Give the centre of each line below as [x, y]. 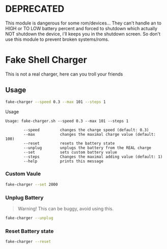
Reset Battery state [30, 231]
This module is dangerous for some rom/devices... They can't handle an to [83, 23]
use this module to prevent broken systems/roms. [57, 39]
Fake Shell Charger [46, 60]
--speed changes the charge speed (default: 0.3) [86, 130]
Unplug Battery [24, 197]
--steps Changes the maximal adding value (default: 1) [93, 157]
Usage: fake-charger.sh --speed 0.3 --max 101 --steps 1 [67, 121]
